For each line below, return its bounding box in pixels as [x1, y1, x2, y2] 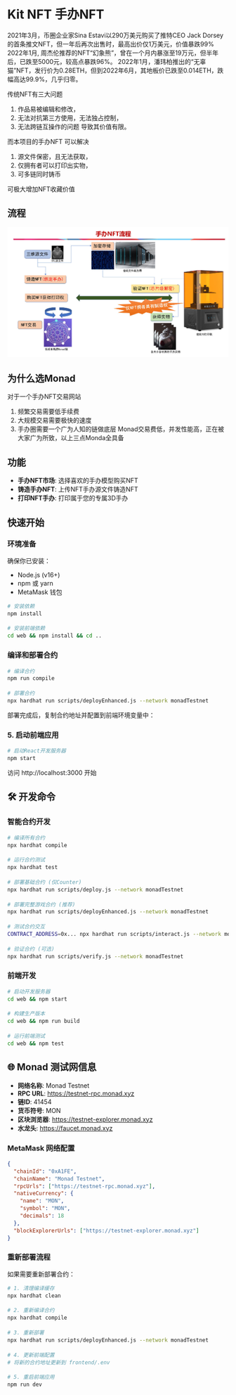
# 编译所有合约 [7, 834, 46, 841]
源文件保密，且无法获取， [17, 152, 92, 160]
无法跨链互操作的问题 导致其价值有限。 [17, 122, 131, 131]
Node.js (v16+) [17, 570, 60, 579]
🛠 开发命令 [7, 791, 56, 803]
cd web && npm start [7, 996, 68, 1003]
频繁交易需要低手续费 [17, 407, 79, 416]
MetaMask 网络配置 [7, 1143, 75, 1153]
